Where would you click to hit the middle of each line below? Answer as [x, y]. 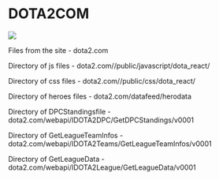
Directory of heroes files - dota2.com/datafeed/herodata [100, 96]
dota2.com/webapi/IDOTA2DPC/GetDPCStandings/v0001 [101, 120]
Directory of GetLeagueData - [56, 159]
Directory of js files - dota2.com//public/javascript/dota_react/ [109, 66]
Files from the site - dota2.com [58, 50]
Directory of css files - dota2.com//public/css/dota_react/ [102, 81]
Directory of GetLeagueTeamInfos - [66, 135]
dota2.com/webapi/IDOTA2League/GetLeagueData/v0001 [102, 167]
